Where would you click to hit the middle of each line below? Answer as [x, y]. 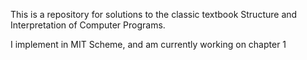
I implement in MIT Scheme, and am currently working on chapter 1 [148, 44]
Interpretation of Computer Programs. [88, 25]
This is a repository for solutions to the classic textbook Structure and [154, 14]
